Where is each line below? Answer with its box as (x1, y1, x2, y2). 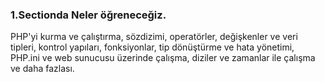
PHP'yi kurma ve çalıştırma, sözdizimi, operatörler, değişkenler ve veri (10, 31, 298, 43)
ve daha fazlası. (10, 63, 75, 75)
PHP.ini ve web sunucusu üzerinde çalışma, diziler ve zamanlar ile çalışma (10, 52, 316, 64)
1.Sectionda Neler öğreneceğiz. (10, 8, 167, 22)
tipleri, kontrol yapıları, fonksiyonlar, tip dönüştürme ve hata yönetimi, (10, 41, 295, 53)
